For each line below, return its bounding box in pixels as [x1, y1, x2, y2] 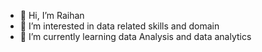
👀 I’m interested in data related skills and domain [19, 20, 220, 32]
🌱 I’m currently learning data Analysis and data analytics [19, 31, 252, 42]
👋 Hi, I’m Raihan [19, 10, 85, 21]
